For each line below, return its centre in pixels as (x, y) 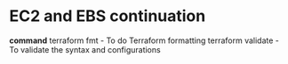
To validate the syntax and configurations (85, 49)
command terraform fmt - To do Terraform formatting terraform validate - (144, 40)
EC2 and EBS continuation (108, 16)
